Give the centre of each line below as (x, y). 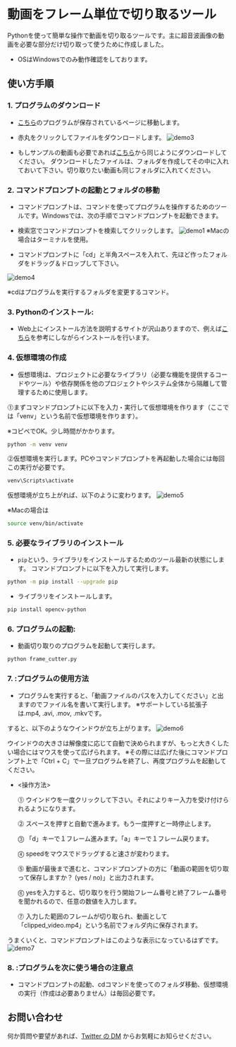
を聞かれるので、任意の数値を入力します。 (79, 901)
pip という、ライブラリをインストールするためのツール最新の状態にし (118, 560)
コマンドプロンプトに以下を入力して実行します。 (102, 569)
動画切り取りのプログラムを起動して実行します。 (88, 646)
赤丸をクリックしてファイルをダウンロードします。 (91, 137)
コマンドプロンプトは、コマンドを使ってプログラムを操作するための (116, 206)
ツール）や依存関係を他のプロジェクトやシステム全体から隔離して (125, 383)
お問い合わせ (35, 1018)
